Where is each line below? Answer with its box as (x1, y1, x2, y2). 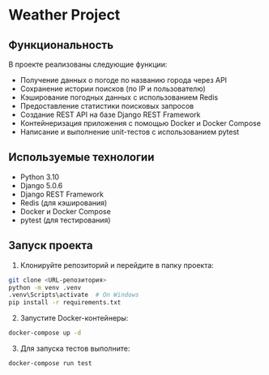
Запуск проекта (8, 239, 93, 252)
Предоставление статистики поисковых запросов (19, 101, 194, 110)
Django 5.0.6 (19, 180, 63, 190)
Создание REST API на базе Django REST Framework (19, 110, 201, 119)
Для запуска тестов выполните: (19, 343, 130, 353)
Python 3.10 (19, 172, 59, 182)
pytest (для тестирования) (19, 215, 111, 225)
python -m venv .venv (8, 283, 82, 291)
